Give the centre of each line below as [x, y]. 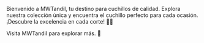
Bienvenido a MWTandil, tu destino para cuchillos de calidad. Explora [93, 9]
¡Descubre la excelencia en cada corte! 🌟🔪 [60, 21]
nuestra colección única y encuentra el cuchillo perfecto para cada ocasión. [102, 15]
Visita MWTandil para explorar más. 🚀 [54, 33]
